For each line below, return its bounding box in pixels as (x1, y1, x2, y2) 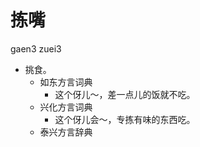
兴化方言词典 (39, 101, 93, 113)
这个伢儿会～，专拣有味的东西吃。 (54, 113, 196, 125)
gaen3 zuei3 (10, 42, 62, 55)
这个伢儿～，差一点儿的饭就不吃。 (54, 88, 196, 100)
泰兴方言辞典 (39, 126, 93, 138)
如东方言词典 (39, 76, 93, 88)
